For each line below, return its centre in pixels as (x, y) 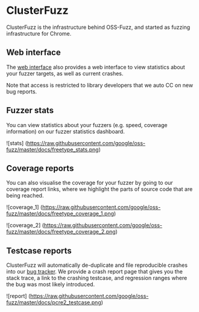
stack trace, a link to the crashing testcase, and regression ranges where (97, 278)
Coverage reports (40, 168)
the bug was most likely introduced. (51, 284)
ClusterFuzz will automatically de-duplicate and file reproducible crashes (97, 265)
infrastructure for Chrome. (39, 33)
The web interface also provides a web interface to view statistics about (96, 67)
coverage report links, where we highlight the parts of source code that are (99, 189)
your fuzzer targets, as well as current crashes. (65, 73)
